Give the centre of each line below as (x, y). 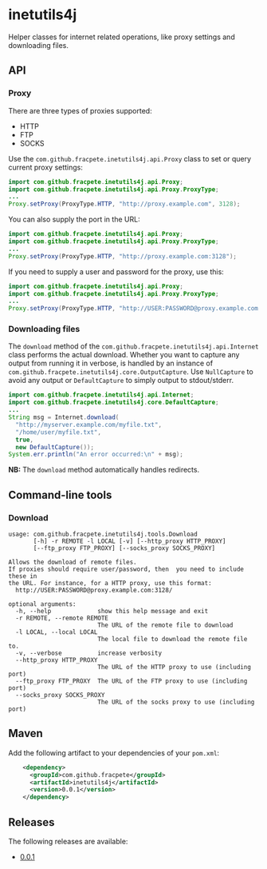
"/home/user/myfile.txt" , (59, 432)
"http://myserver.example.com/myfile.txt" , (88, 425)
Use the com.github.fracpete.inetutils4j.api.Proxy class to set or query (130, 158)
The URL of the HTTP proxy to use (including (174, 667)
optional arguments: (43, 604)
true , (25, 440)
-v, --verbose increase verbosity (88, 653)
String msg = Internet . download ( (64, 417)
